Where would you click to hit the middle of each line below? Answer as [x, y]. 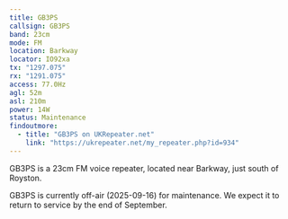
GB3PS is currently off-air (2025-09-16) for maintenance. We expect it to [144, 195]
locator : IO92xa [40, 59]
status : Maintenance [48, 118]
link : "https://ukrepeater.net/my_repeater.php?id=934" [133, 143]
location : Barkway [44, 51]
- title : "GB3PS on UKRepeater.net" [86, 135]
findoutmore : [34, 127]
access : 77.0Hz [38, 84]
